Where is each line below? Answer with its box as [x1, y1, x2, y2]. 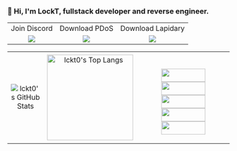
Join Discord [11, 24, 53, 34]
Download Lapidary [120, 24, 186, 34]
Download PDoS [59, 24, 114, 34]
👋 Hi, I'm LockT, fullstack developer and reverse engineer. [7, 6, 209, 16]
